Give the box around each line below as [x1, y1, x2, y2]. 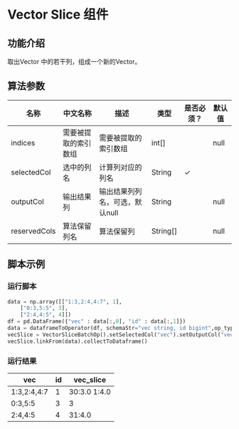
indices [11, 138, 36, 148]
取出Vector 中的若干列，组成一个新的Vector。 [7, 58, 142, 66]
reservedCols [11, 226, 56, 236]
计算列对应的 [99, 162, 142, 172]
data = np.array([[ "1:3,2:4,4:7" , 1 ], [7, 298, 122, 305]
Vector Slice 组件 [7, 6, 109, 23]
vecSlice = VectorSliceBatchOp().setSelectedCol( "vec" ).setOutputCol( [7, 331, 221, 338]
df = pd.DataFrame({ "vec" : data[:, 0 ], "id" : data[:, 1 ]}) [7, 318, 186, 325]
